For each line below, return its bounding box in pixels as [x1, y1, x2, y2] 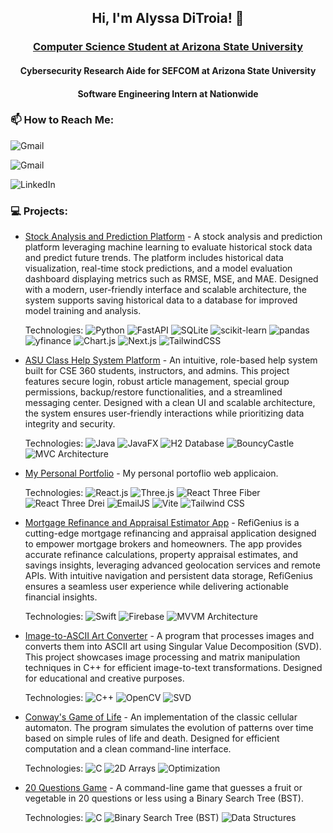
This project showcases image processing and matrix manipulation [24, 651, 301, 663]
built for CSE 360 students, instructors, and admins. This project [24, 365, 290, 377]
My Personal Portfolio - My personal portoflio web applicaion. [24, 467, 279, 480]
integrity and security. [24, 418, 116, 430]
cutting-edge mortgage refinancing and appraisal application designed [24, 527, 317, 540]
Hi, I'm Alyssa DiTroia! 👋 [91, 10, 245, 27]
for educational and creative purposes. [24, 672, 185, 685]
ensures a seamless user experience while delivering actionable [24, 581, 289, 593]
